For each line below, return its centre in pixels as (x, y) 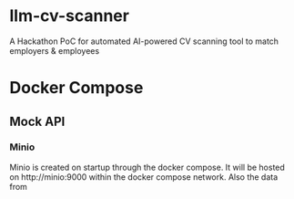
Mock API (37, 121)
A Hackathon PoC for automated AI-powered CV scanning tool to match (144, 41)
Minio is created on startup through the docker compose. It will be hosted (147, 167)
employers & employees (55, 50)
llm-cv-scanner (70, 16)
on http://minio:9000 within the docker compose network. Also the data (144, 177)
